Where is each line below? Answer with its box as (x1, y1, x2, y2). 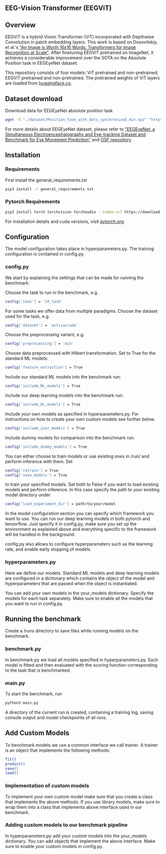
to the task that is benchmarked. (5, 667, 71, 673)
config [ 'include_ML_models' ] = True (5, 384, 81, 388)
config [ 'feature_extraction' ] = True (5, 365, 83, 370)
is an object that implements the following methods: (5, 747, 110, 753)
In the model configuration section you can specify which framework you (5, 511, 154, 516)
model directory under (5, 492, 51, 498)
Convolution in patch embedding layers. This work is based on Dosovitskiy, (5, 39, 158, 45)
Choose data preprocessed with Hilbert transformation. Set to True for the (5, 350, 156, 356)
